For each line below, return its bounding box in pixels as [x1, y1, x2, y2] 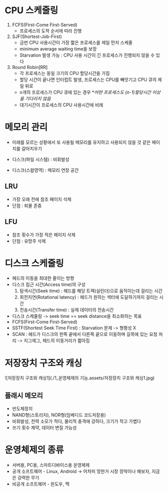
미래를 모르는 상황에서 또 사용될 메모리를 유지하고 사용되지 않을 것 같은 [12, 139, 151, 145]
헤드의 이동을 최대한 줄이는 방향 [12, 275, 74, 281]
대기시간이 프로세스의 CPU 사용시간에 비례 [19, 102, 103, 108]
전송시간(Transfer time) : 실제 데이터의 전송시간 [19, 307, 114, 313]
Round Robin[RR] [12, 64, 48, 70]
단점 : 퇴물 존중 [12, 202, 42, 208]
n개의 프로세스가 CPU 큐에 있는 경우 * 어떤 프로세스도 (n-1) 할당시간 [19, 89, 151, 95]
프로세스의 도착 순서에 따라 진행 [19, 27, 82, 33]
